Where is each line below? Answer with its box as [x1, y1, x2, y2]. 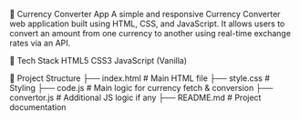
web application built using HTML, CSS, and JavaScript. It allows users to [9, 18, 285, 29]
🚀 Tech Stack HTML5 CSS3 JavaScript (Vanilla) [9, 55, 188, 65]
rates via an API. [9, 37, 71, 48]
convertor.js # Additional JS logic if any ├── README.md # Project [9, 92, 262, 103]
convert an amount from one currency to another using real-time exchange [9, 28, 292, 38]
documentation [9, 102, 67, 113]
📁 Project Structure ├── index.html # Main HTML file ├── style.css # [9, 73, 271, 84]
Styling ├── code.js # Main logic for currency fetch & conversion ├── [9, 83, 274, 93]
